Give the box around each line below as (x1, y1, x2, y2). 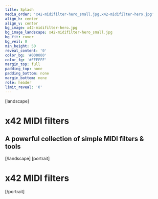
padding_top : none (5, 67, 43, 72)
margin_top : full (5, 62, 41, 67)
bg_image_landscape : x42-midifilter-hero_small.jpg (5, 30, 113, 35)
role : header (5, 80, 32, 85)
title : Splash (5, 7, 34, 12)
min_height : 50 (5, 44, 36, 49)
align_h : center (5, 16, 38, 21)
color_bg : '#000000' (5, 52, 47, 58)
